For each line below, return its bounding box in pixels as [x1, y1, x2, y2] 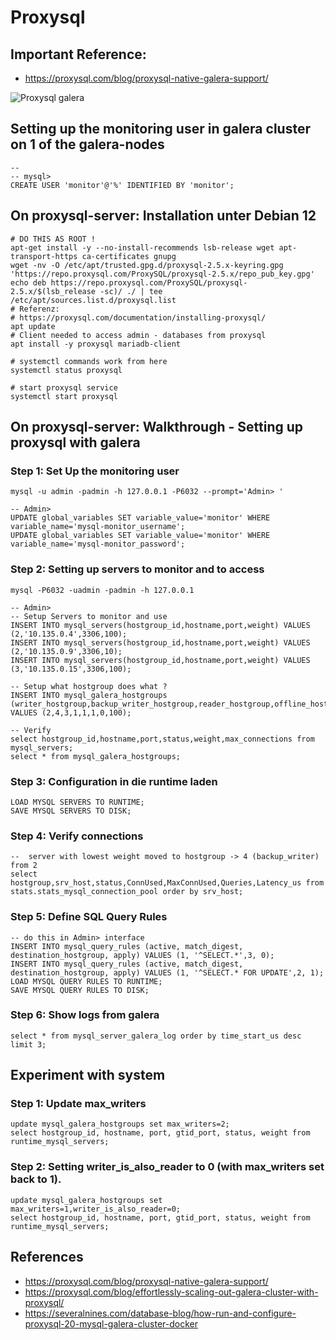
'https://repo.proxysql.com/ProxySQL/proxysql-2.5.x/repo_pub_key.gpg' [10, 269, 315, 279]
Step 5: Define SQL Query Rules [10, 910, 168, 924]
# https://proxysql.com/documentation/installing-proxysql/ [10, 312, 267, 323]
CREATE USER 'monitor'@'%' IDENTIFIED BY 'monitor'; [10, 180, 235, 190]
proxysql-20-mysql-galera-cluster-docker [24, 1317, 199, 1330]
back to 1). [10, 1172, 62, 1186]
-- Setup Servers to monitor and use [10, 611, 168, 621]
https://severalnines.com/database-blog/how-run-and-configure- [24, 1307, 297, 1319]
